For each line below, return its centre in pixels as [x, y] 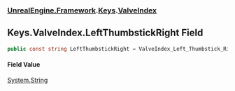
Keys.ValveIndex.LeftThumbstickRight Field [105, 33]
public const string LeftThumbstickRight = [72, 49]
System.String [28, 80]
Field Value [24, 65]
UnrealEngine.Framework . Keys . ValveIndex [82, 10]
